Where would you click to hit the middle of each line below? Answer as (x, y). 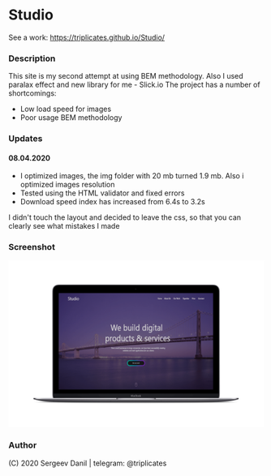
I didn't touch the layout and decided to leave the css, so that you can (125, 217)
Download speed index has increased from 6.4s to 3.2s (112, 202)
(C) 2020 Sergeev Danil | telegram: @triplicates (88, 463)
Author (23, 445)
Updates (26, 139)
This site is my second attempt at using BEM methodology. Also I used (126, 76)
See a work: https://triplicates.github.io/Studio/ (86, 37)
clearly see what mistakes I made (64, 226)
